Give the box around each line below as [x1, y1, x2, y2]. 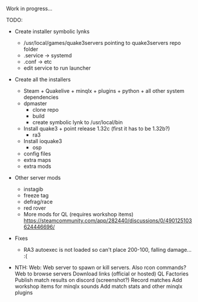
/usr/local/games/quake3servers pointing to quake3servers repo [23, 40, 181, 46]
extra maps [23, 157, 51, 163]
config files [23, 150, 51, 157]
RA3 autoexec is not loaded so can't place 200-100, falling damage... [23, 246, 192, 253]
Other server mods [14, 174, 61, 181]
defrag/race [23, 198, 53, 205]
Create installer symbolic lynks [14, 28, 90, 35]
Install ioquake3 [23, 138, 62, 144]
